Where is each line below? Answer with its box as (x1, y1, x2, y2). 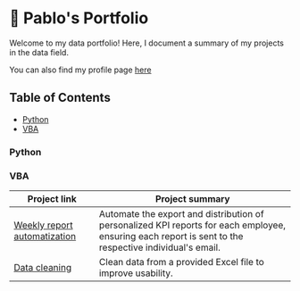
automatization (13, 229, 77, 242)
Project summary (154, 192, 230, 204)
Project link (27, 192, 78, 204)
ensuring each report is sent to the (98, 229, 244, 242)
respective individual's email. (98, 241, 221, 254)
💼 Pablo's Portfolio (9, 8, 149, 29)
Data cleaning (13, 261, 72, 273)
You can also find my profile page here (9, 64, 152, 75)
